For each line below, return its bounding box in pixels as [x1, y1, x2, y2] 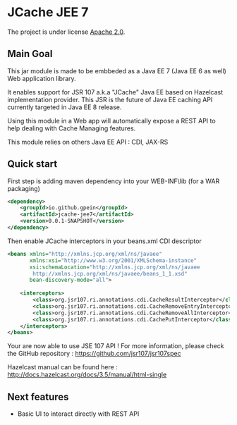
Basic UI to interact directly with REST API [17, 409, 140, 418]
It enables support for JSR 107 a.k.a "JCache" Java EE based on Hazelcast [7, 87, 224, 96]
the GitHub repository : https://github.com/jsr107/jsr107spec [7, 350, 181, 358]
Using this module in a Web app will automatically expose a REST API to [7, 116, 217, 125]
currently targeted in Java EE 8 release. [7, 103, 122, 111]
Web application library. [7, 74, 76, 82]
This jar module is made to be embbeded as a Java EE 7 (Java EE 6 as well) [7, 66, 227, 75]
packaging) [7, 184, 41, 192]
